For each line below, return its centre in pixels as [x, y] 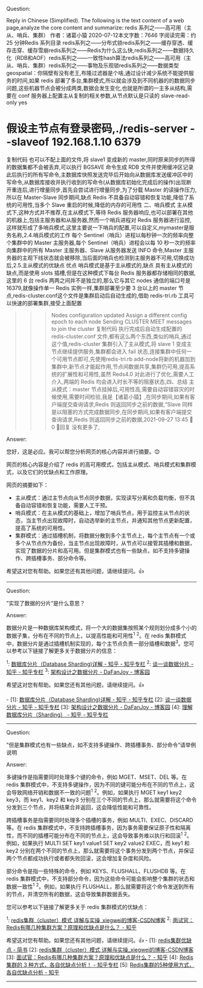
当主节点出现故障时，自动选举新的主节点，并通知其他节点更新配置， [110, 520]
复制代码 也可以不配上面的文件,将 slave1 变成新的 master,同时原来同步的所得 [101, 159]
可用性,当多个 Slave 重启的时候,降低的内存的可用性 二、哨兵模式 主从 [102, 204]
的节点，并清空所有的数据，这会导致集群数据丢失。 [70, 894]
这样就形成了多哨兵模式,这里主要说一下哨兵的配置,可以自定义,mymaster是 [98, 227]
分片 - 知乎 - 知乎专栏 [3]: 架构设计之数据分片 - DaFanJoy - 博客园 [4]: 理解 [100, 707]
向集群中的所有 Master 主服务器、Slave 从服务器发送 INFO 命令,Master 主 [98, 250]
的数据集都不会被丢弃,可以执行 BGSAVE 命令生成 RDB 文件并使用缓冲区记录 [100, 167]
